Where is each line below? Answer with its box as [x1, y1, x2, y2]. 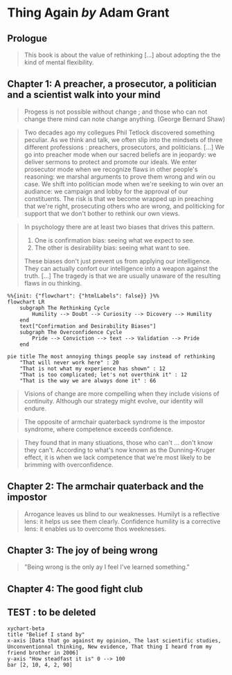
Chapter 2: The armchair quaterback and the [7, 480, 204, 493]
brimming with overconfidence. [24, 460, 114, 468]
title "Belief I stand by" [7, 631, 85, 638]
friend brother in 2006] [7, 649, 79, 656]
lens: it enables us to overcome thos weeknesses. [24, 525, 167, 533]
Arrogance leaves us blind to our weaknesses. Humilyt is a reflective [24, 509, 220, 518]
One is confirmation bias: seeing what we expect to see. [34, 236, 195, 244]
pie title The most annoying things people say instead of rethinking [7, 353, 215, 360]
